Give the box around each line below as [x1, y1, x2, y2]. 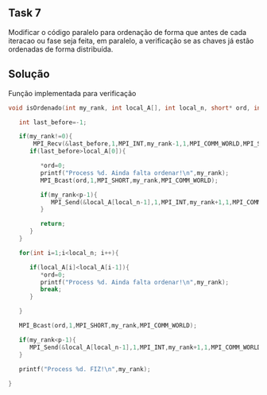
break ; [40, 285, 62, 293]
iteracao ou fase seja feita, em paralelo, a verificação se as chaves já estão [8, 36, 254, 45]
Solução [8, 68, 50, 81]
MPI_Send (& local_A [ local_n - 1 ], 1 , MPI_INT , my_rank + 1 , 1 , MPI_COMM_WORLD [29, 343, 261, 351]
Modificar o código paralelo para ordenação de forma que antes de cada [8, 27, 247, 37]
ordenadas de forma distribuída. [8, 44, 114, 54]
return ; [40, 220, 66, 228]
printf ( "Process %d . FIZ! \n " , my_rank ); [18, 366, 151, 374]
